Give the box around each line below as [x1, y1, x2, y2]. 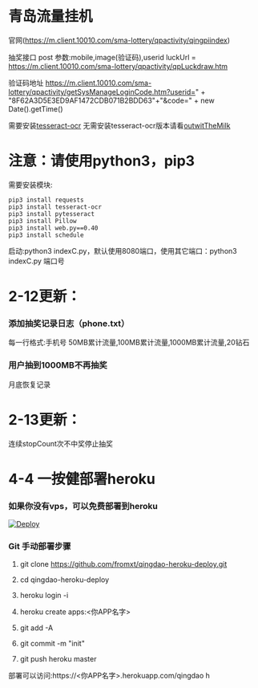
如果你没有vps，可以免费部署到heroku [8, 500, 158, 511]
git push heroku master [19, 654, 97, 664]
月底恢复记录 [8, 379, 50, 389]
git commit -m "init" [19, 639, 86, 649]
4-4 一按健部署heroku [8, 470, 156, 488]
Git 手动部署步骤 [8, 541, 71, 552]
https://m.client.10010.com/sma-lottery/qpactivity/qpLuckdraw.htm [8, 61, 228, 71]
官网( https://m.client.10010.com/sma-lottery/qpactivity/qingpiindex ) [8, 35, 231, 45]
